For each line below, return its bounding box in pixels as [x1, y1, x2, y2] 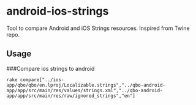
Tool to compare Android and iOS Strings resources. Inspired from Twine [6, 24, 190, 32]
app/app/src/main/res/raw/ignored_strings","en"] [6, 93, 136, 99]
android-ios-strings [6, 4, 109, 18]
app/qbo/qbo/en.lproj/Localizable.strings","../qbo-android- [6, 82, 166, 88]
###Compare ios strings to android [6, 65, 95, 72]
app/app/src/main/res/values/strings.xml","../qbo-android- [6, 87, 164, 93]
